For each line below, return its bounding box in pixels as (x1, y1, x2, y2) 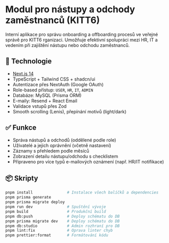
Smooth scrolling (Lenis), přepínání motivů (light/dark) (12, 108, 127, 114)
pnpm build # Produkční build (5, 209, 106, 214)
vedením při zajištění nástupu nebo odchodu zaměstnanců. (5, 42, 130, 48)
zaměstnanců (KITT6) (5, 14, 100, 26)
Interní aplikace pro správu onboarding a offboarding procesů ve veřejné (5, 31, 158, 37)
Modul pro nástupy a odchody (5, 4, 135, 15)
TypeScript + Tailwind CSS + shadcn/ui (12, 76, 95, 82)
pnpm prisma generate (5, 195, 52, 200)
